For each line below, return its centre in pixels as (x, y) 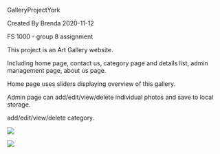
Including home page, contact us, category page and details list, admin (108, 63)
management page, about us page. (57, 70)
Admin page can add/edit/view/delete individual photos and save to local (110, 97)
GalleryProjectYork (34, 10)
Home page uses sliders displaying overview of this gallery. (91, 84)
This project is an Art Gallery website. (60, 50)
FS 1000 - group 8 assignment (50, 36)
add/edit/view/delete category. (51, 118)
